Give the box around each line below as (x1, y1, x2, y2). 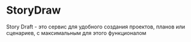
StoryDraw (6, 4, 61, 17)
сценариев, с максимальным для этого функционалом (6, 29, 147, 36)
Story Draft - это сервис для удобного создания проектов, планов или (6, 23, 186, 30)
